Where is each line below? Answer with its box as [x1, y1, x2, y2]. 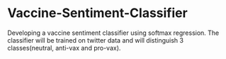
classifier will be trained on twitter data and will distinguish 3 [7, 36, 184, 44]
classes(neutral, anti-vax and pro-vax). [7, 43, 121, 52]
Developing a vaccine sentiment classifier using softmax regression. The [7, 28, 220, 37]
